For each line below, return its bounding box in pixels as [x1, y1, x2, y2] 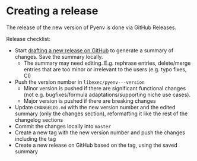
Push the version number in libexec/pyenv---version [14, 78, 145, 86]
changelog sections [14, 116, 63, 123]
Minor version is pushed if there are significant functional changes [23, 84, 186, 91]
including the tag [14, 135, 56, 142]
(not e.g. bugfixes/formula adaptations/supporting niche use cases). [23, 91, 191, 98]
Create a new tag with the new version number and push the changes [14, 129, 186, 136]
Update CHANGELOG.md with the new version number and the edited [14, 103, 176, 111]
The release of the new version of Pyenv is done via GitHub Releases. [6, 24, 177, 31]
